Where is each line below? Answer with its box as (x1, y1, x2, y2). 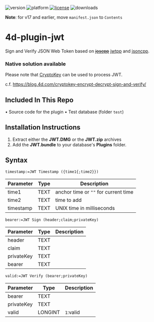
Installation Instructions (5, 123, 81, 131)
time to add (55, 196, 82, 203)
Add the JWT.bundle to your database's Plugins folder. (12, 141, 127, 147)
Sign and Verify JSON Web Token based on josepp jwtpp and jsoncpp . (5, 48, 150, 54)
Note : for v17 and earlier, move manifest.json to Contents (5, 14, 123, 20)
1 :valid (65, 309, 80, 316)
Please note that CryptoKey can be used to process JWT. (5, 72, 123, 78)
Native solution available (5, 60, 66, 67)
